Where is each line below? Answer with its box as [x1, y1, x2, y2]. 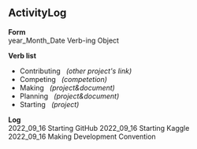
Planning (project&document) [19, 91, 120, 101]
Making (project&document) [19, 83, 116, 92]
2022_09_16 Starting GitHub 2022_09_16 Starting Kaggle [8, 123, 190, 132]
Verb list [8, 50, 37, 60]
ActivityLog [8, 6, 67, 20]
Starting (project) [19, 99, 80, 109]
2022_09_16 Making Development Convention [8, 132, 156, 141]
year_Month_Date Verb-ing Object [8, 35, 120, 45]
